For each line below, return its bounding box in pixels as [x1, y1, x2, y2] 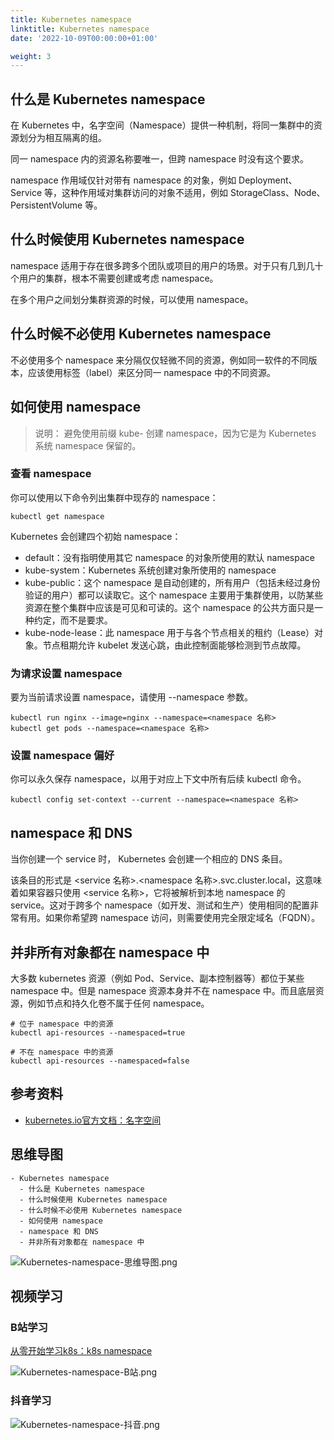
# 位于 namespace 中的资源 [10, 1019, 114, 1030]
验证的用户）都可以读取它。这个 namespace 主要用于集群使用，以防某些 [24, 589, 324, 601]
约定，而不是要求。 [33, 614, 113, 626]
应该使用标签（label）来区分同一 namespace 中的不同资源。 [27, 366, 276, 378]
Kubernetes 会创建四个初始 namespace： [10, 530, 182, 542]
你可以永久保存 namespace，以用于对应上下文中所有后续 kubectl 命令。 [10, 773, 307, 785]
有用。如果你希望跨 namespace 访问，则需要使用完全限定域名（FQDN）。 [18, 912, 321, 924]
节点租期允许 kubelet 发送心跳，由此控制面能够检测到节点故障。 [42, 639, 307, 651]
